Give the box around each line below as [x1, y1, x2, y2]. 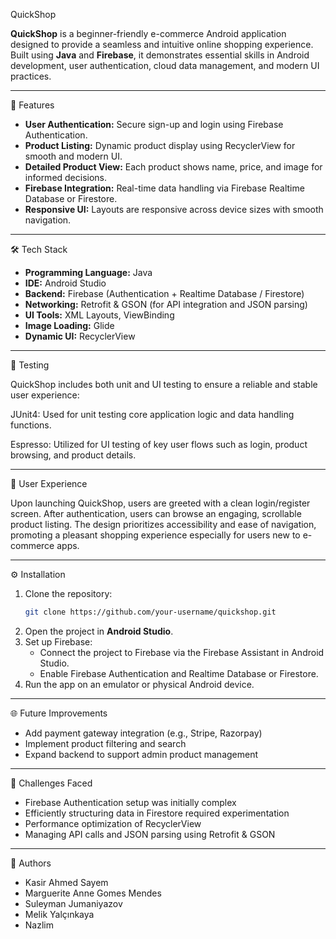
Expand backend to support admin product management [24, 748, 259, 760]
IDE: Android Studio [24, 277, 107, 289]
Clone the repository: [24, 588, 113, 599]
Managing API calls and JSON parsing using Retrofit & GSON [24, 828, 276, 840]
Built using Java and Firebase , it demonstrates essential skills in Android [10, 49, 310, 61]
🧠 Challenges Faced [10, 777, 93, 789]
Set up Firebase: [24, 635, 93, 648]
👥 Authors [10, 857, 52, 869]
